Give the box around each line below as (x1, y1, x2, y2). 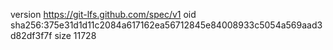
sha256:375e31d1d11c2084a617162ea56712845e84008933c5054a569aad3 (10, 19, 323, 31)
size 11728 (54, 30, 97, 41)
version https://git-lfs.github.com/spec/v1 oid (10, 9, 197, 20)
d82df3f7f (10, 30, 53, 41)
